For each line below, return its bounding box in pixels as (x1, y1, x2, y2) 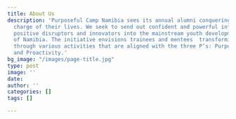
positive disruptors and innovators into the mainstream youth (13, 29, 202, 37)
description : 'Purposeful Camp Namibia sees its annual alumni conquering (7, 17, 231, 24)
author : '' (7, 82, 39, 89)
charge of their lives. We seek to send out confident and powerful (13, 23, 218, 30)
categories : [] (7, 88, 52, 95)
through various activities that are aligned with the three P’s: (13, 43, 212, 50)
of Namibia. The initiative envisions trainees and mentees (13, 36, 193, 43)
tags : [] (7, 95, 33, 102)
